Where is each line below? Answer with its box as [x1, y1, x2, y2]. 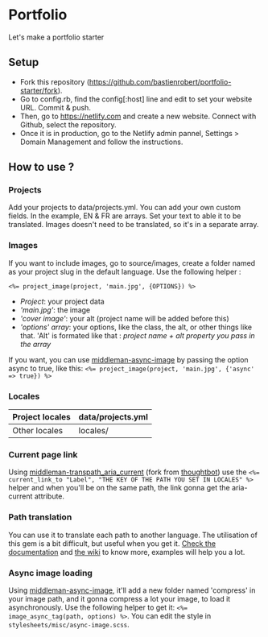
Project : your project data [19, 296, 105, 306]
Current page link [8, 449, 78, 460]
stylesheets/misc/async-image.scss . [8, 619, 130, 629]
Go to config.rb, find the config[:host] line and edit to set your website [19, 94, 253, 104]
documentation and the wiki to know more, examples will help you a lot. [8, 547, 245, 556]
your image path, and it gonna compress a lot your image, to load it [8, 594, 231, 603]
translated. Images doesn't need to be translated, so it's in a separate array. [8, 220, 259, 230]
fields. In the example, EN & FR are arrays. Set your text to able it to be [8, 211, 241, 221]
